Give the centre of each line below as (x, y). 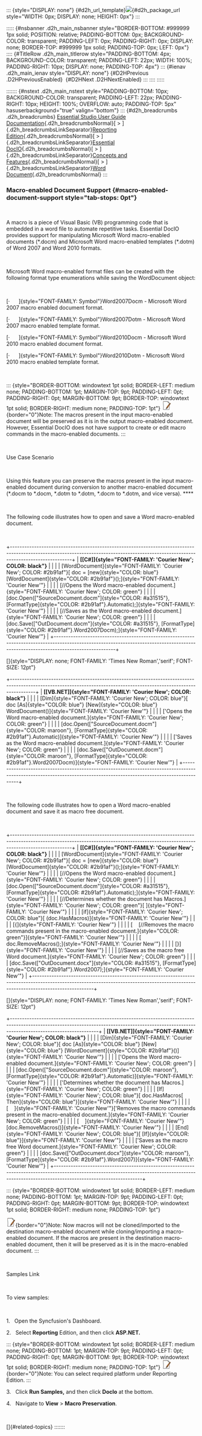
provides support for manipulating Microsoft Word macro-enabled (88, 235)
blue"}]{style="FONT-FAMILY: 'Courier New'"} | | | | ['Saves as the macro (97, 1140)
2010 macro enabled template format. (53, 362)
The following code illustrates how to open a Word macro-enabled (88, 805)
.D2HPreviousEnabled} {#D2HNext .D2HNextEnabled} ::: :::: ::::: (85, 79)
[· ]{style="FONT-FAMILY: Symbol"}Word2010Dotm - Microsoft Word (96, 355)
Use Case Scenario (30, 457)
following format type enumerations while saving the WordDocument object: (101, 278)
